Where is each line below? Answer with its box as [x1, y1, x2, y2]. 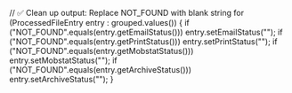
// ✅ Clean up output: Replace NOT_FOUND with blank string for [9, 8, 245, 18]
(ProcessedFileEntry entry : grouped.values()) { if [9, 18, 190, 27]
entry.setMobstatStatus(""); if [9, 55, 118, 66]
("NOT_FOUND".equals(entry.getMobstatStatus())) [9, 46, 194, 56]
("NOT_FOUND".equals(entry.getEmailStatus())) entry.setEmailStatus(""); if [9, 27, 283, 37]
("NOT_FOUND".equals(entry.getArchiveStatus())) [9, 65, 192, 74]
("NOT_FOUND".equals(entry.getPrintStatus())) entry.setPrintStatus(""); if [9, 36, 278, 47]
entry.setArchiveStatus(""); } [9, 74, 114, 84]
